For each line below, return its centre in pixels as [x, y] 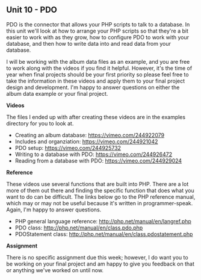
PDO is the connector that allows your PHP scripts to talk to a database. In [98, 24]
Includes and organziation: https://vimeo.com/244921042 [86, 142]
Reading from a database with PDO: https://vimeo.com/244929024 [98, 160]
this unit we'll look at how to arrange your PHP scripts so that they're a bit [97, 31]
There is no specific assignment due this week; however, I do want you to [97, 257]
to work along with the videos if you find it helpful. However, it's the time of [99, 68]
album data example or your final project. [57, 93]
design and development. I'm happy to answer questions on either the [93, 87]
